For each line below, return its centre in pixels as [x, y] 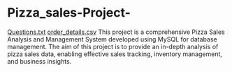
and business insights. [39, 61]
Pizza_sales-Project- [69, 13]
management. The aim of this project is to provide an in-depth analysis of [113, 46]
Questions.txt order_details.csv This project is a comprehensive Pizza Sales [116, 32]
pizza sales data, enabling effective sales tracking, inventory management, [115, 54]
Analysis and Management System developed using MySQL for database [113, 39]
